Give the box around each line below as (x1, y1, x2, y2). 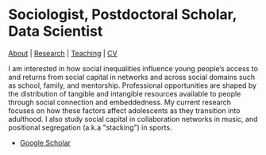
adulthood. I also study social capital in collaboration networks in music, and (8, 114, 258, 123)
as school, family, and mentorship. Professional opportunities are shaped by (8, 81, 256, 90)
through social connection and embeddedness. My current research (8, 97, 232, 107)
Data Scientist (8, 22, 103, 40)
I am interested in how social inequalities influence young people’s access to (8, 63, 258, 73)
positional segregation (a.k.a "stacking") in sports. (8, 123, 172, 132)
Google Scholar (19, 138, 71, 147)
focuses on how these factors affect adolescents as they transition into (8, 105, 241, 115)
